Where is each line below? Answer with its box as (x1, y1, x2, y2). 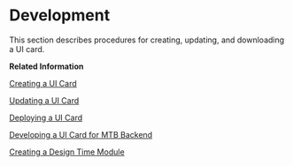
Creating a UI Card (9, 78, 77, 88)
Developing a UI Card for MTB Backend (9, 129, 153, 140)
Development (9, 5, 111, 26)
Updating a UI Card (9, 94, 80, 106)
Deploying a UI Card (9, 112, 83, 123)
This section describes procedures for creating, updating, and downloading (9, 34, 285, 45)
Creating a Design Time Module (9, 147, 126, 157)
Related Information (9, 61, 84, 72)
